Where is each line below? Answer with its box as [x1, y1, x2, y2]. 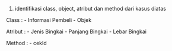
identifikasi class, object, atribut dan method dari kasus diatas [14, 5, 166, 12]
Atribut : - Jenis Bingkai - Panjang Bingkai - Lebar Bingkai [6, 28, 147, 35]
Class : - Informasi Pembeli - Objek [6, 17, 92, 23]
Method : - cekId [6, 40, 47, 46]
